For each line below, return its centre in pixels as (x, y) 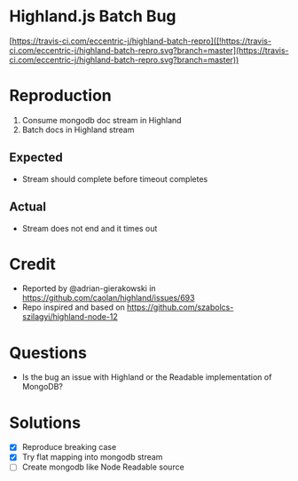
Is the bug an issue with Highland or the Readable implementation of (147, 377)
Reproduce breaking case (69, 447)
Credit (32, 264)
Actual (28, 207)
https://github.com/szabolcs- (180, 307)
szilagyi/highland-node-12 (70, 317)
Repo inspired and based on (74, 307)
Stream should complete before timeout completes (115, 178)
